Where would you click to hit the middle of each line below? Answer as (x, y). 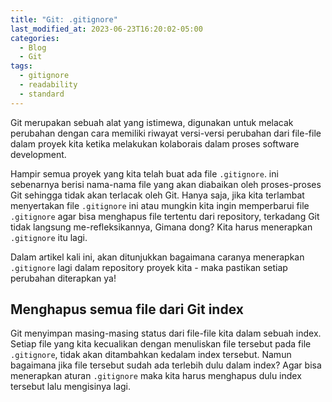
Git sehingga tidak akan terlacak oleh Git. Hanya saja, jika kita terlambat (157, 195)
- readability (48, 85)
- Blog (33, 47)
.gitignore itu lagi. (49, 237)
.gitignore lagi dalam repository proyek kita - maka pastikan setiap (149, 267)
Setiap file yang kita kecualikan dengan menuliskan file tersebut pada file (161, 344)
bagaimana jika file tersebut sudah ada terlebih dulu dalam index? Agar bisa (166, 365)
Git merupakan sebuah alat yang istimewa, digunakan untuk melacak (152, 122)
